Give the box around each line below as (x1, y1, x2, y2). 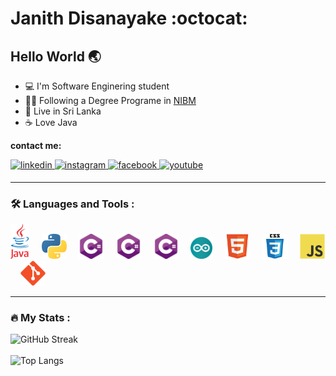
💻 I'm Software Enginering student (24, 80, 170, 92)
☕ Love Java (24, 117, 78, 128)
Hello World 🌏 (10, 48, 102, 65)
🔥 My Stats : (10, 311, 71, 325)
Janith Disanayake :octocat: (10, 7, 248, 30)
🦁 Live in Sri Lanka (24, 105, 102, 117)
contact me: (10, 140, 62, 151)
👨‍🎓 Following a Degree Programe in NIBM (24, 95, 197, 106)
